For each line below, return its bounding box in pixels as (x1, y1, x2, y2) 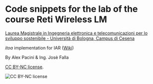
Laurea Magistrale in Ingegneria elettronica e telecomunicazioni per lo (5, 30, 148, 36)
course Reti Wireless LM (5, 14, 107, 25)
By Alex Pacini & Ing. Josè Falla (5, 54, 69, 60)
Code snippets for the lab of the (5, 3, 138, 15)
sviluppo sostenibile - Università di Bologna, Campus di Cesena (5, 35, 135, 41)
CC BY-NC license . (5, 64, 44, 70)
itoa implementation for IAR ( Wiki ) (5, 45, 74, 51)
